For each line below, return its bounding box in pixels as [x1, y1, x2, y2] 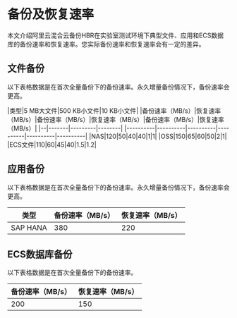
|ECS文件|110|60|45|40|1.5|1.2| [7, 140, 97, 149]
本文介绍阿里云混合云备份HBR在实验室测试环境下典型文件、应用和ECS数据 [7, 31, 224, 39]
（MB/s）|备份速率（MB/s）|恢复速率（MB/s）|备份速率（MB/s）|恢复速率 [7, 115, 224, 123]
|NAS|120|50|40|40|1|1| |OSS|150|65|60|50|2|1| [89, 132, 227, 140]
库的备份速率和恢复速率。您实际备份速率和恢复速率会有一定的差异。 [7, 39, 205, 48]
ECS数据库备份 [7, 248, 73, 260]
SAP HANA [11, 223, 47, 233]
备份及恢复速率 [7, 6, 95, 23]
